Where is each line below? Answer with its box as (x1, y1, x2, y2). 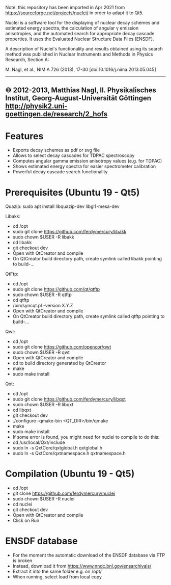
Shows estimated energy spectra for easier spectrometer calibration (12, 163, 156, 170)
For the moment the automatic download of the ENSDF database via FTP (12, 552, 165, 559)
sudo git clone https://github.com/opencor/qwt (12, 344, 111, 350)
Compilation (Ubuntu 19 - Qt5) (5, 468, 135, 480)
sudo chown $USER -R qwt (12, 349, 70, 356)
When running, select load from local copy (12, 574, 102, 580)
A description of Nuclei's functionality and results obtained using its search (5, 46, 163, 51)
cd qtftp (12, 297, 30, 303)
